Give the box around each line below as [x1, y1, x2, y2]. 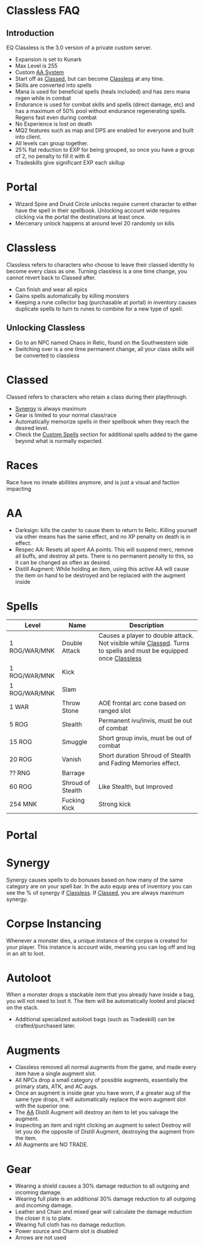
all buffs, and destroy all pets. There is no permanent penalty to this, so [15, 552, 194, 560]
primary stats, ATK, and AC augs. [15, 1083, 98, 1090]
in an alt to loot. [6, 950, 46, 957]
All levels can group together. [15, 140, 89, 146]
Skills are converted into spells [15, 81, 92, 89]
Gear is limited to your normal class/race [15, 411, 117, 419]
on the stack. [6, 1004, 39, 1012]
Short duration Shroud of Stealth [98, 751, 191, 760]
